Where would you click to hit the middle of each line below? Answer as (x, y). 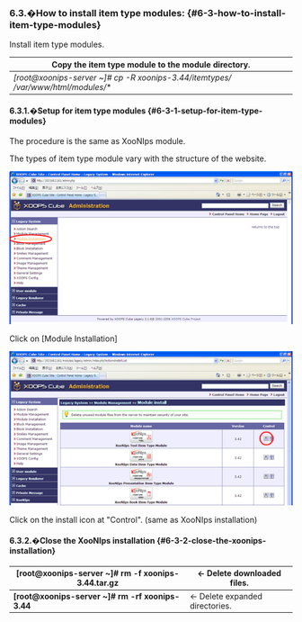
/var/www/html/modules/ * (62, 87)
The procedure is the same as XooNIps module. (98, 140)
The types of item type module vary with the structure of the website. (138, 158)
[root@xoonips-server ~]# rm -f (79, 573)
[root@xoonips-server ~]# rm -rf (77, 596)
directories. (211, 606)
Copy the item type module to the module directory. (151, 64)
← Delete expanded (226, 596)
